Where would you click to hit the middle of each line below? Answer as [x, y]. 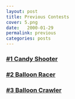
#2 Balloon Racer [31, 75]
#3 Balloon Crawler [34, 90]
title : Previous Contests [37, 17]
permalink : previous [31, 33]
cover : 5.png [22, 22]
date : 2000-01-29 [30, 28]
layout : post [22, 11]
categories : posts [28, 38]
